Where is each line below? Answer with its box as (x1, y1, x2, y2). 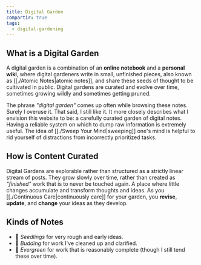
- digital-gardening (12, 25, 64, 32)
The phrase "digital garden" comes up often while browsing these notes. (6, 102, 188, 109)
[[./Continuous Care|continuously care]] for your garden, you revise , (6, 193, 177, 200)
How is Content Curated (6, 151, 99, 162)
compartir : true (6, 15, 47, 21)
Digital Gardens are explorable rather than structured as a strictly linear (6, 167, 183, 174)
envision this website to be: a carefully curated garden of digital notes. (6, 114, 182, 122)
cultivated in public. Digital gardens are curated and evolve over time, (6, 83, 180, 91)
